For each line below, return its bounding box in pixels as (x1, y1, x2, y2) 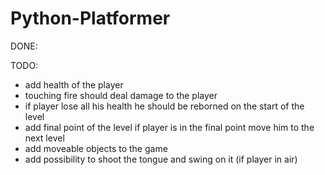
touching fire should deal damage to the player (24, 89, 218, 101)
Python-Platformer (10, 7, 171, 30)
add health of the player (24, 78, 124, 91)
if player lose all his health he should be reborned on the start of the (24, 100, 305, 112)
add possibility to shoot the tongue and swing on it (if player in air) (24, 153, 298, 165)
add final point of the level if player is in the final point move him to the (24, 121, 315, 133)
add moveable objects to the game (24, 142, 168, 154)
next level (24, 132, 65, 144)
